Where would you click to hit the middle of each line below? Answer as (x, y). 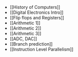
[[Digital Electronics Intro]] (37, 12)
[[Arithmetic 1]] (25, 23)
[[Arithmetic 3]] (25, 33)
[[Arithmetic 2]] (25, 28)
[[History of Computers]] (35, 7)
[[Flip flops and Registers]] (37, 18)
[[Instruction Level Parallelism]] (41, 49)
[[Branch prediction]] (31, 44)
